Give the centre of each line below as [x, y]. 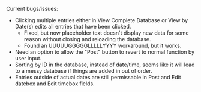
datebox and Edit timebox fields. [55, 84]
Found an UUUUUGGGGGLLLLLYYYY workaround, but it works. [103, 45]
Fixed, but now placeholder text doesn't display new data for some [106, 33]
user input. [28, 58]
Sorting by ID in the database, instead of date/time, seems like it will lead [105, 65]
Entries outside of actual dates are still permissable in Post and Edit [98, 77]
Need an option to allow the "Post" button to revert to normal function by [105, 52]
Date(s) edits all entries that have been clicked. [73, 27]
